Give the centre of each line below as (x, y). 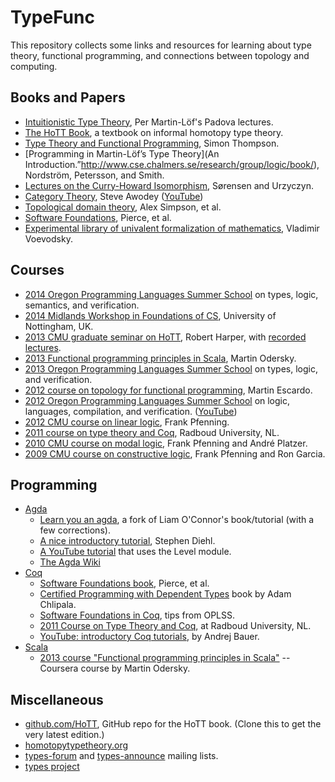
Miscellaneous (57, 699)
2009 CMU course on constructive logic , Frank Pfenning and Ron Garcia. (175, 453)
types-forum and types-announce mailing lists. (121, 756)
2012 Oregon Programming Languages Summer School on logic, (157, 400)
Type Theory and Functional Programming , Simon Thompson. (152, 143)
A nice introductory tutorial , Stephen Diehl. (127, 541)
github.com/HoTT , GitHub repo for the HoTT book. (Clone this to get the (173, 724)
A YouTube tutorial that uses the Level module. (135, 552)
